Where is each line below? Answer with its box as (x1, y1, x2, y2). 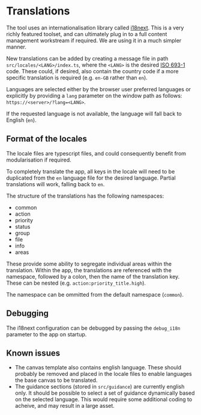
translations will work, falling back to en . (6, 180, 105, 187)
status (14, 223, 31, 230)
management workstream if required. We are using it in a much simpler (6, 37, 182, 44)
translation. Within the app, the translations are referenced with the (6, 266, 172, 274)
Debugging (6, 308, 49, 319)
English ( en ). (6, 116, 37, 124)
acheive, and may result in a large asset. (14, 402, 115, 410)
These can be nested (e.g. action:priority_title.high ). (6, 279, 146, 286)
